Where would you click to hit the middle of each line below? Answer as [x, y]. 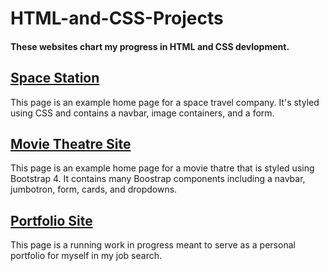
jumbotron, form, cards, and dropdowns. [94, 189]
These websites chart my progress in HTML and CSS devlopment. [150, 46]
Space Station [55, 78]
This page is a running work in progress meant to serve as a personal [153, 245]
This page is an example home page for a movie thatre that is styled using [162, 168]
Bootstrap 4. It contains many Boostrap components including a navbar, [158, 179]
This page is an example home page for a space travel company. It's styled [165, 102]
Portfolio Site [51, 220]
